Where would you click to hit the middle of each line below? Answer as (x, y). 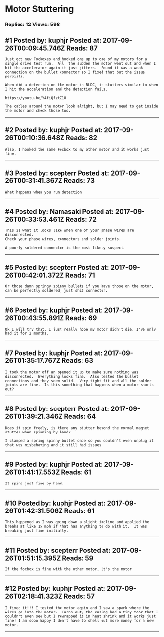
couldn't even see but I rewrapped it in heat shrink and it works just (81, 616)
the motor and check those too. (38, 111)
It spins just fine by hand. (35, 484)
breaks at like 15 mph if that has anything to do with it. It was (76, 526)
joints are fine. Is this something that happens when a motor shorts (79, 385)
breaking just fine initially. (37, 531)
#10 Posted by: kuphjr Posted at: (55, 503)
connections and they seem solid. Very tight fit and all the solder (78, 381)
